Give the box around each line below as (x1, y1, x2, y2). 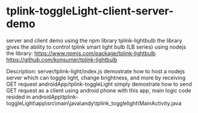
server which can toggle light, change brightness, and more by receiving (6, 74, 186, 81)
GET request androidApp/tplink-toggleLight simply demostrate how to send (6, 80, 192, 88)
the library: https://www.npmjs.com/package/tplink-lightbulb (6, 49, 156, 56)
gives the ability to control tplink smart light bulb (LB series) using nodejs (6, 43, 187, 50)
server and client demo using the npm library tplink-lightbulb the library (6, 37, 182, 44)
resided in (6, 93, 31, 100)
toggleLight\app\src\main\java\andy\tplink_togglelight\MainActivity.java (6, 99, 182, 106)
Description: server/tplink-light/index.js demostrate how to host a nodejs (6, 67, 185, 75)
